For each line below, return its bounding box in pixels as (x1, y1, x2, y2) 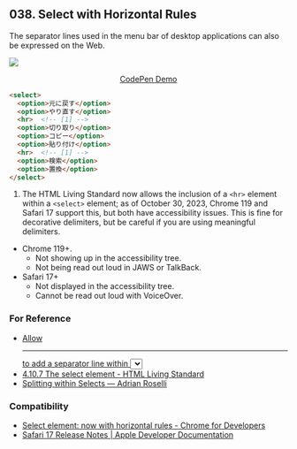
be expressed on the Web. (9, 40, 105, 50)
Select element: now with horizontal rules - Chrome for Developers (21, 420, 266, 431)
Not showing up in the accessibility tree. (34, 253, 182, 263)
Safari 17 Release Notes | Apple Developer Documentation (21, 430, 234, 440)
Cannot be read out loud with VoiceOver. (34, 291, 184, 301)
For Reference (9, 313, 72, 325)
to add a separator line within (21, 358, 129, 369)
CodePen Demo (119, 73, 178, 84)
